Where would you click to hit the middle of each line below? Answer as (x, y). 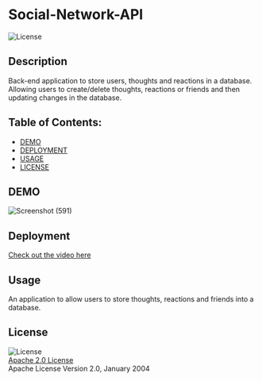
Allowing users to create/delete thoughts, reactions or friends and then (124, 89)
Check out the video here (50, 255)
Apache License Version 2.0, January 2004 (79, 368)
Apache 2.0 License (41, 360)
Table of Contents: (55, 123)
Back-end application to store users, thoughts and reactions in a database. (130, 80)
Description (38, 62)
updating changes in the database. (65, 98)
